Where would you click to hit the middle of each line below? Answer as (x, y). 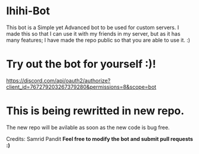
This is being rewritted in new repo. (95, 111)
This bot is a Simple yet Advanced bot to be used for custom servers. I (93, 27)
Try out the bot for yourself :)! (81, 64)
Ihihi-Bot (28, 11)
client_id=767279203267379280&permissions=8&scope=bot (81, 87)
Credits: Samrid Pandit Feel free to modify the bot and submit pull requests (100, 139)
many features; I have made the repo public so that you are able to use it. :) (98, 40)
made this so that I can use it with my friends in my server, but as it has (93, 33)
